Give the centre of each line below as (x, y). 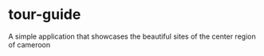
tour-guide (45, 15)
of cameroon (30, 44)
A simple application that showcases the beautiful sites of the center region (132, 36)
